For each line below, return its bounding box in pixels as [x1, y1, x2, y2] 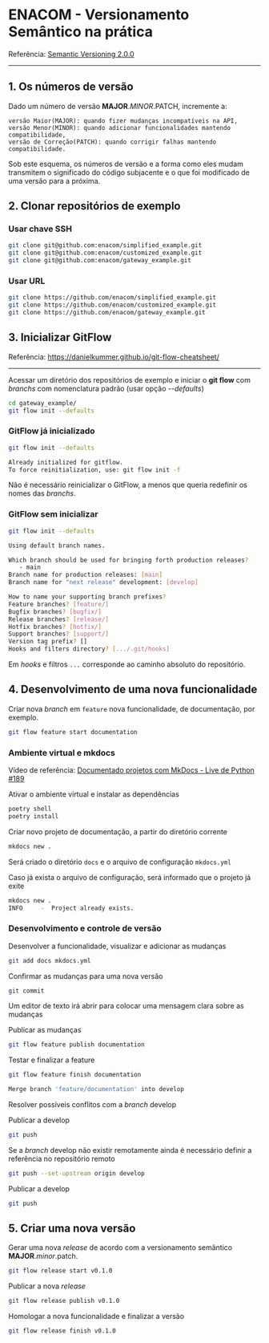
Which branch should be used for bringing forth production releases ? [8, 556, 249, 564]
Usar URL [8, 275, 46, 286]
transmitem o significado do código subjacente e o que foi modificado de [8, 167, 251, 177]
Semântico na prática [8, 22, 154, 41]
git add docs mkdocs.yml [8, 956, 91, 964]
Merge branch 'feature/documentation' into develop [8, 1085, 184, 1093]
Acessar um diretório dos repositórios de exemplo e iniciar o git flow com [8, 375, 251, 384]
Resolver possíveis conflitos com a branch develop [8, 1100, 177, 1110]
